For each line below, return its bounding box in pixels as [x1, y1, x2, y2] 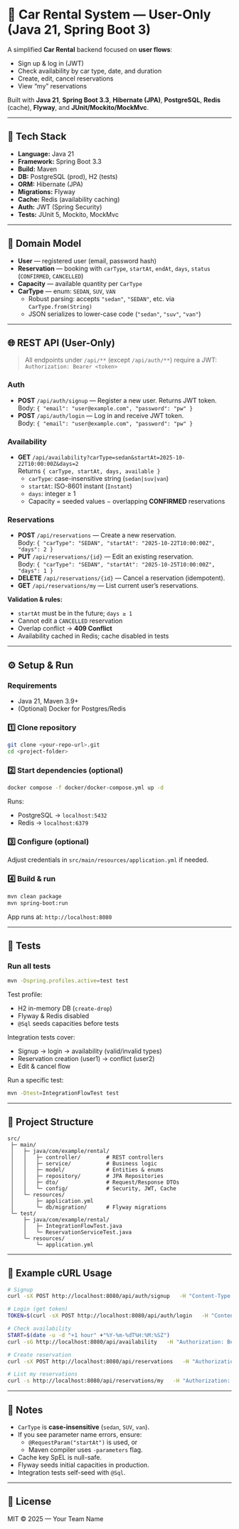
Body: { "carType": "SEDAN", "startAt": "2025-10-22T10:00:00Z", [17, 539, 216, 547]
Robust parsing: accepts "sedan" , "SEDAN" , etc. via [28, 294, 175, 303]
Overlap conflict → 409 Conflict [17, 624, 112, 633]
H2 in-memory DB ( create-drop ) [17, 1004, 112, 1012]
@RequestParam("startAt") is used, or [28, 1438, 138, 1447]
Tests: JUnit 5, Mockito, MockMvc [17, 210, 119, 218]
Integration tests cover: [7, 1033, 75, 1042]
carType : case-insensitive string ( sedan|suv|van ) [28, 474, 169, 482]
